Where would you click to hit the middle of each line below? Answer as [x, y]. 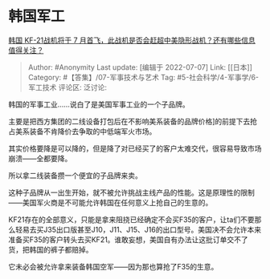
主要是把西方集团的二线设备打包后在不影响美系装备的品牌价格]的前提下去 [129, 121]
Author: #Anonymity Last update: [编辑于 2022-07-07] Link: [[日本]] [140, 67]
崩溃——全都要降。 [40, 158]
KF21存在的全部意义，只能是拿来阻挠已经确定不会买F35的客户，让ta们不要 [131, 219]
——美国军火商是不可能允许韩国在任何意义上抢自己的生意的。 [110, 202]
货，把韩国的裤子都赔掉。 [51, 249]
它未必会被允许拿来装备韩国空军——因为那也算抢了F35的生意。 [113, 266]
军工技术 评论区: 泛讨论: [67, 87]
